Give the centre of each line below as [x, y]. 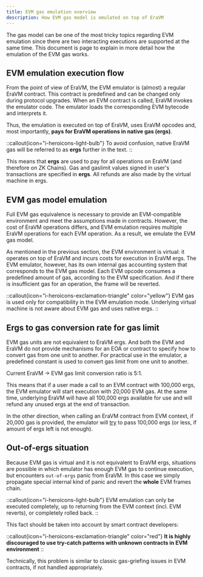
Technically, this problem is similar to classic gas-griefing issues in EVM [96, 561]
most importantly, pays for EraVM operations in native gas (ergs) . [89, 131]
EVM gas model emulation [57, 199]
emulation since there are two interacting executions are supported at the [98, 41]
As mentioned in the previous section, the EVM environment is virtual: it [95, 252]
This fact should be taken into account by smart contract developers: [92, 524]
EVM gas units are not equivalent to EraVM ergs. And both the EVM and [95, 342]
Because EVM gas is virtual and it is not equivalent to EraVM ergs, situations [101, 462]
